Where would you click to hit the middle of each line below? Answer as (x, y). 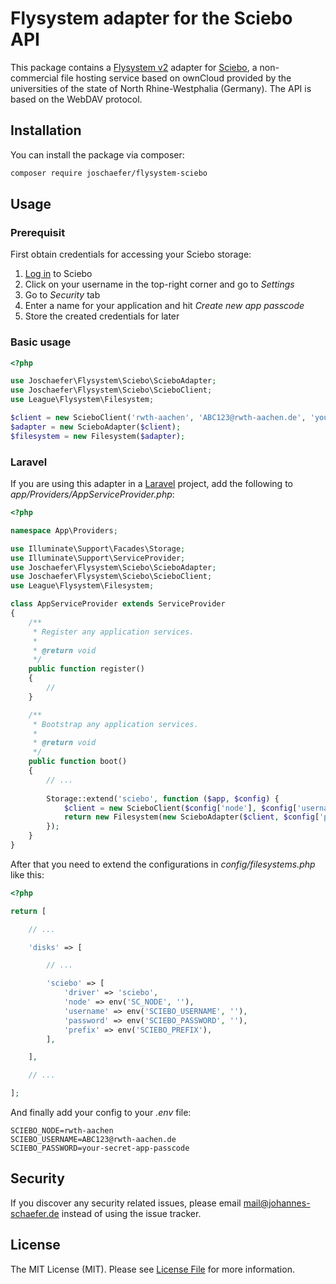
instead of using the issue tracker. (131, 1213)
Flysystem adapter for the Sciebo (151, 18)
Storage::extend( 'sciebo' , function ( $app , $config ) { (163, 798)
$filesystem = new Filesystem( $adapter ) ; (98, 436)
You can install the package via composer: (97, 154)
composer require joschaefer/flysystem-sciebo (109, 173)
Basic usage (41, 342)
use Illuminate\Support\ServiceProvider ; (98, 558)
